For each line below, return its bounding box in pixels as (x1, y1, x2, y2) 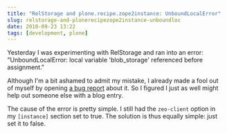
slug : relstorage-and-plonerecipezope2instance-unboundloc (7, 17, 181, 24)
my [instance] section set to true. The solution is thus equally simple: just (7, 112, 218, 121)
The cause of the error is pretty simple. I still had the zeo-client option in (7, 105, 216, 113)
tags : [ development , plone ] (7, 29, 89, 37)
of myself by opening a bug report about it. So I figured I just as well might (7, 84, 219, 92)
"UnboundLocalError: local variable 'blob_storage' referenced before (7, 56, 203, 64)
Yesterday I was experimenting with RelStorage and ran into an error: (7, 48, 204, 57)
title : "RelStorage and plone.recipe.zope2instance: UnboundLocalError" (7, 10, 221, 17)
